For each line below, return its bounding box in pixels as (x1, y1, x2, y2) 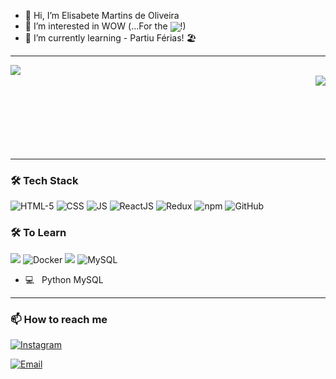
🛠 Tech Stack (10, 174, 79, 188)
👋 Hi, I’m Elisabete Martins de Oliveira (24, 10, 180, 21)
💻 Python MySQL (24, 273, 104, 285)
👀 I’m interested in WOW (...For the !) (24, 20, 187, 32)
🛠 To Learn (10, 226, 67, 240)
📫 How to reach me (10, 312, 108, 326)
